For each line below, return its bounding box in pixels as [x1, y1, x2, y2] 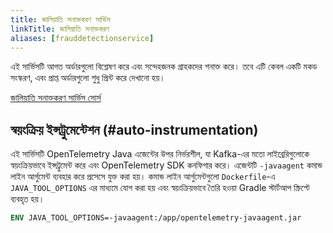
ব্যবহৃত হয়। [10, 193, 45, 205]
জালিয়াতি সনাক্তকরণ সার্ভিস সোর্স [10, 92, 102, 104]
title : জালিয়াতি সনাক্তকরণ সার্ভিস [10, 14, 111, 25]
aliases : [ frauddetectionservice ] [10, 33, 155, 43]
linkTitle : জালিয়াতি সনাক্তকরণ [10, 24, 110, 34]
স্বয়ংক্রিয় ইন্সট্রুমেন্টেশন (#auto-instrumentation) [10, 121, 259, 138]
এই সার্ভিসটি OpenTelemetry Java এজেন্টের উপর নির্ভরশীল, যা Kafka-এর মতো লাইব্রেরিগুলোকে [10, 148, 310, 160]
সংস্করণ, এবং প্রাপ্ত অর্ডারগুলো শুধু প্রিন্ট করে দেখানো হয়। [10, 72, 166, 84]
